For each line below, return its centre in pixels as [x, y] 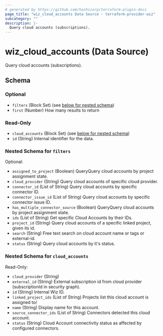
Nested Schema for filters [38, 151]
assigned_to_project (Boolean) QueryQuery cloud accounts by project [83, 171]
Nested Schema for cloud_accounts [47, 256]
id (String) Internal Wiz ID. [38, 292]
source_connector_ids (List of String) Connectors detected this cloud [81, 313]
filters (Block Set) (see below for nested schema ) [63, 105]
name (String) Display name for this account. [56, 307]
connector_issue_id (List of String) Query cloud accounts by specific [81, 197]
